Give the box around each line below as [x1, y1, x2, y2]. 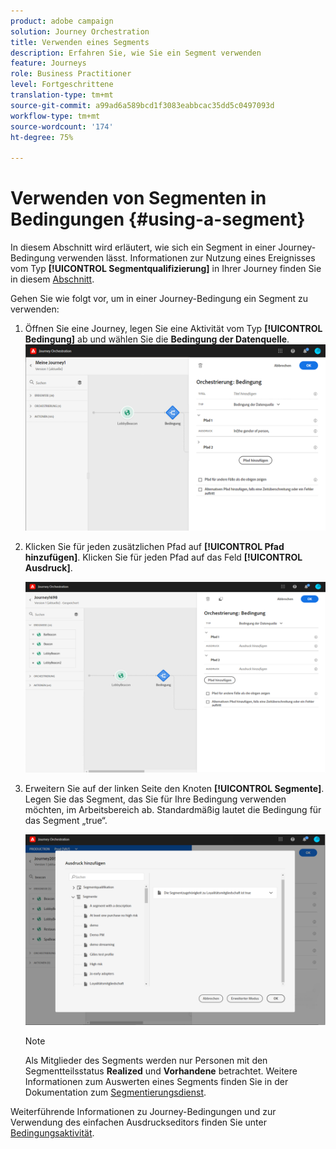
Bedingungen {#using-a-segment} [10, 208, 306, 231]
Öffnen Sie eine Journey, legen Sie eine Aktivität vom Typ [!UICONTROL [24, 323, 323, 335]
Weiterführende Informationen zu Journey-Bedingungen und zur [10, 1105, 277, 1117]
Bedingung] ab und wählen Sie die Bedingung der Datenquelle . [24, 333, 290, 345]
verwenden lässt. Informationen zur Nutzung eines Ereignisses [57, 252, 316, 264]
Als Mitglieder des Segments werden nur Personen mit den [24, 1054, 268, 1066]
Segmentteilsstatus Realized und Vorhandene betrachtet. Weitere [24, 1065, 298, 1077]
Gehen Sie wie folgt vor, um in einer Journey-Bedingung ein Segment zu [10, 293, 308, 305]
